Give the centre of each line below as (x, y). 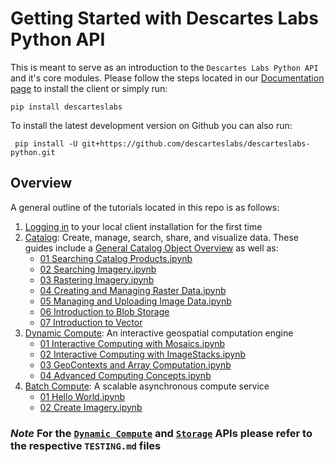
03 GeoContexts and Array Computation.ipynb (135, 364)
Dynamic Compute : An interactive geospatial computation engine (159, 333)
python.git (33, 152)
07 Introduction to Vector (91, 322)
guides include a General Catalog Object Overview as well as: (151, 248)
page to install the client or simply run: (89, 88)
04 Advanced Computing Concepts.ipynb (125, 375)
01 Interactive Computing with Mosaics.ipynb (132, 343)
